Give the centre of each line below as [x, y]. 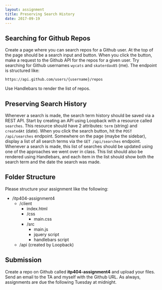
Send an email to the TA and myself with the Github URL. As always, [73, 277]
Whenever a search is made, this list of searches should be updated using [79, 146]
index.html [37, 208]
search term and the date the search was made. [53, 162]
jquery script [47, 234]
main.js [41, 229]
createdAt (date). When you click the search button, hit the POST [69, 131]
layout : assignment [25, 9]
